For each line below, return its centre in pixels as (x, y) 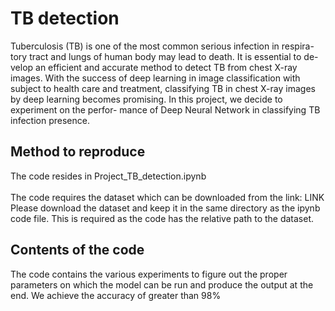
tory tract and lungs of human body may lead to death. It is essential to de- (164, 56)
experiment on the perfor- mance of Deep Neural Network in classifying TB (165, 109)
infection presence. (50, 120)
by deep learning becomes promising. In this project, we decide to (146, 99)
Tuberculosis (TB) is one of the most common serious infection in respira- (162, 46)
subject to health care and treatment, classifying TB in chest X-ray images (163, 88)
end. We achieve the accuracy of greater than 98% (116, 295)
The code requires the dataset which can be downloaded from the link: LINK (167, 197)
